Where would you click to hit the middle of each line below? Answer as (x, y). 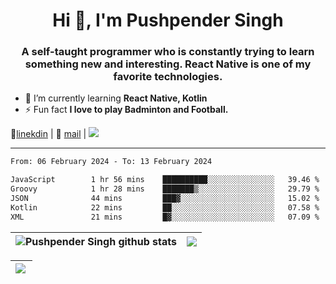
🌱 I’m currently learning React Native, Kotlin (116, 98)
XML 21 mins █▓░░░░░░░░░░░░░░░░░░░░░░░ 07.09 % (165, 217)
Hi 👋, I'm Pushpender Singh (168, 20)
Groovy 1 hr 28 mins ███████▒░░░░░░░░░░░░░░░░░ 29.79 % (165, 189)
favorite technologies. (168, 77)
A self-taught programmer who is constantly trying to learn (168, 52)
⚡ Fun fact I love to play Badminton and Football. (126, 110)
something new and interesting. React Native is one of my (168, 64)
